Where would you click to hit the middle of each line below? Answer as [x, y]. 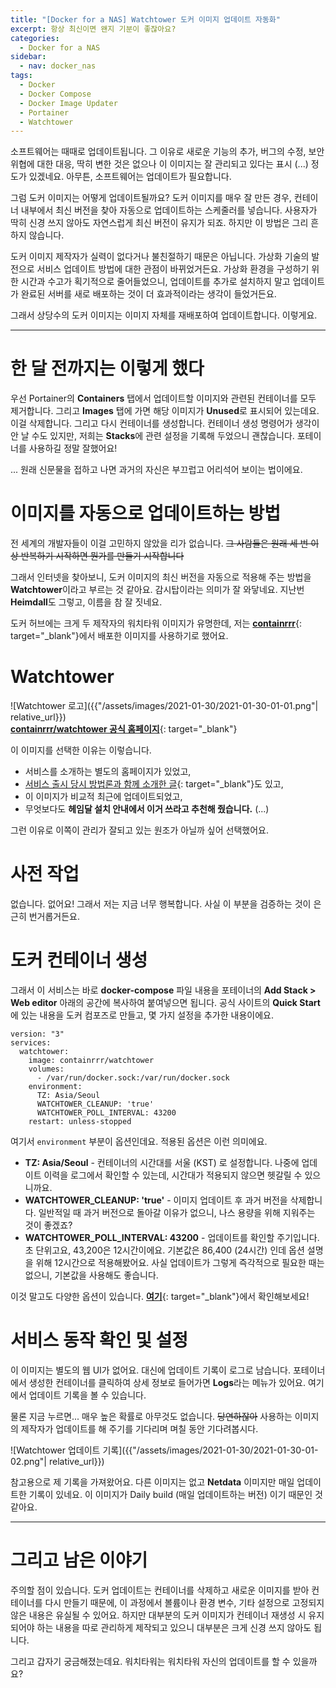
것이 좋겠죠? [48, 1225]
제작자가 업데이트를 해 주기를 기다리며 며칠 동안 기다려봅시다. [139, 1428]
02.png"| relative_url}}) [57, 1461]
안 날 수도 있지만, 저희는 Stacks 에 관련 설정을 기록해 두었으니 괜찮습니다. [152, 436]
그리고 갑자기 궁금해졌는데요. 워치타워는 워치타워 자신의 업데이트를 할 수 [150, 1661]
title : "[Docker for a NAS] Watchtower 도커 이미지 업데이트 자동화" [145, 19]
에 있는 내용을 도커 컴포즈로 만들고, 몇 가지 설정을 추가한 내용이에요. [142, 1015]
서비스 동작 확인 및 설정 [99, 1340]
